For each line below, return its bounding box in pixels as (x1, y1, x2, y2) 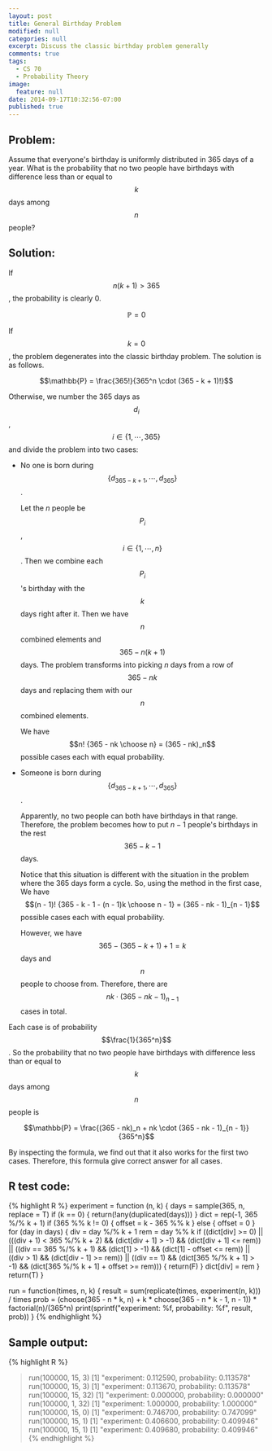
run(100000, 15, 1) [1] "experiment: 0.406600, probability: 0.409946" (28, 1416, 258, 1426)
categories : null (8, 34, 67, 43)
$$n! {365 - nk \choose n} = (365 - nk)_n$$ (68, 739, 216, 749)
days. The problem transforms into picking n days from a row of (19, 660, 234, 669)
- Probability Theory (15, 72, 89, 81)
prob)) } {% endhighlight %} (8, 1312, 102, 1322)
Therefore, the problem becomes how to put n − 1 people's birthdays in (19, 819, 258, 829)
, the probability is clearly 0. (8, 293, 101, 303)
